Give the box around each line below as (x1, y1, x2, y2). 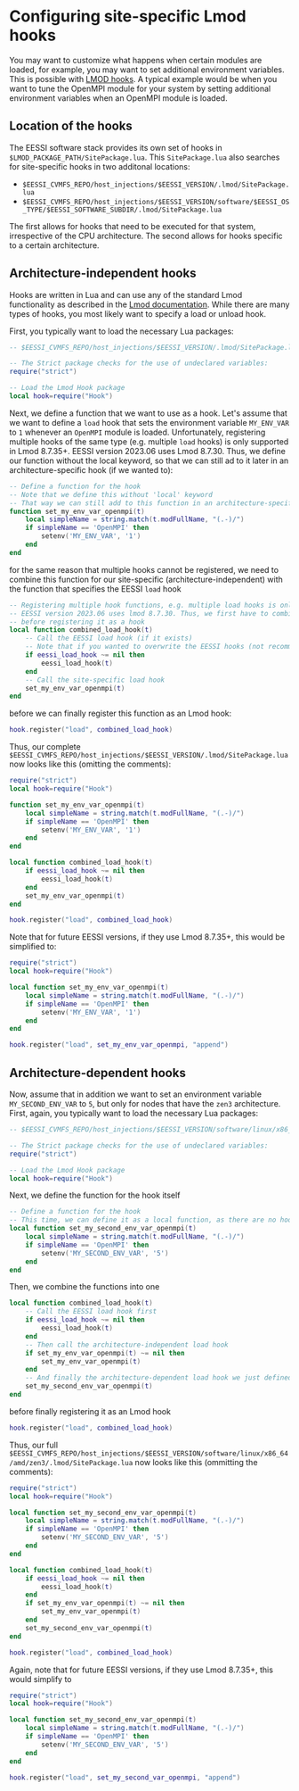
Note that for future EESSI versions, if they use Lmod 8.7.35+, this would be (9, 932, 286, 942)
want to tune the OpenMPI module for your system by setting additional (9, 83, 271, 94)
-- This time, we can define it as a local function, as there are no (9, 1215, 277, 1224)
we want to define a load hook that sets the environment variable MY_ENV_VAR (9, 417, 289, 427)
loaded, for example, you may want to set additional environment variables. (9, 64, 285, 75)
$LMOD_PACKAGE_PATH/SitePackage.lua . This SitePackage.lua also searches (9, 152, 280, 162)
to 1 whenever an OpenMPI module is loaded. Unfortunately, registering (9, 427, 266, 437)
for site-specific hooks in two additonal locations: (9, 161, 190, 171)
